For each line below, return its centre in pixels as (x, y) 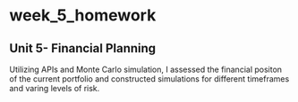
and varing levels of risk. (55, 88)
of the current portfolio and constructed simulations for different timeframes (149, 79)
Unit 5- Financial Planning (83, 48)
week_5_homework (83, 16)
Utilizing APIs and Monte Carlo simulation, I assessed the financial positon (146, 69)
